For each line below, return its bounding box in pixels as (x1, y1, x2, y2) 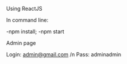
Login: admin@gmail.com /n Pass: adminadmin (6, 51, 122, 58)
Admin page (6, 40, 36, 46)
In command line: (6, 17, 49, 23)
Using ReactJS (6, 5, 43, 12)
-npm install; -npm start (6, 28, 64, 35)
